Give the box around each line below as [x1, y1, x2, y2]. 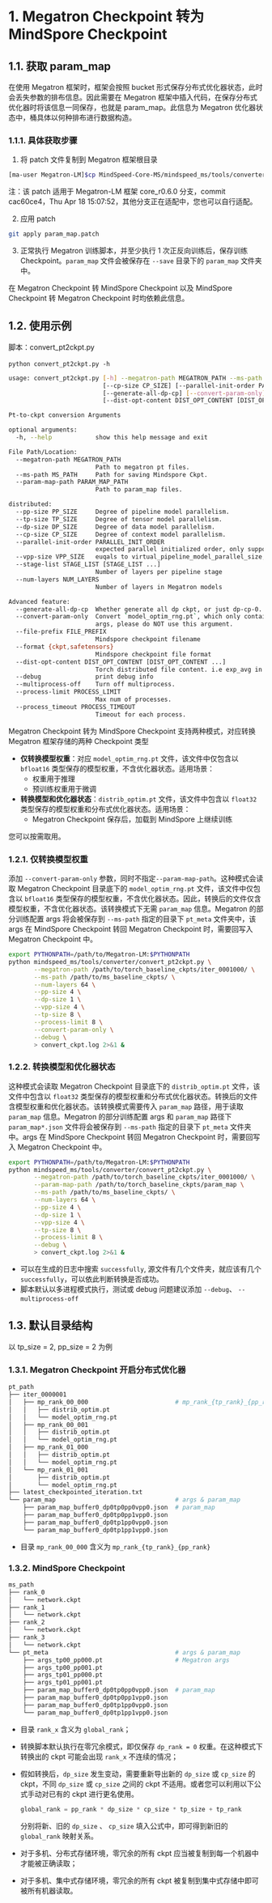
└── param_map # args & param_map [8, 1496, 241, 1504]
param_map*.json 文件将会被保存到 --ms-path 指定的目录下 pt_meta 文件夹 [8, 1122, 252, 1132]
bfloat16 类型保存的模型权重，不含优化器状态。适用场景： [19, 763, 215, 773]
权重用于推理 [32, 774, 75, 784]
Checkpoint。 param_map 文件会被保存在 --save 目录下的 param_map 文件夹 [19, 256, 262, 265]
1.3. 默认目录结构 [8, 1319, 93, 1332]
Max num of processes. [95, 695, 172, 704]
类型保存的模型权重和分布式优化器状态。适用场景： [19, 804, 191, 813]
